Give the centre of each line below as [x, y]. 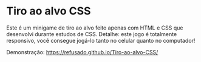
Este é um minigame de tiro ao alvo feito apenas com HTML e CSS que [95, 28]
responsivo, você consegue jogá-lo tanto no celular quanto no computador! [101, 40]
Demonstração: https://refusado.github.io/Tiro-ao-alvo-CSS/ [82, 52]
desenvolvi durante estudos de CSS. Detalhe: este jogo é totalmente [92, 34]
